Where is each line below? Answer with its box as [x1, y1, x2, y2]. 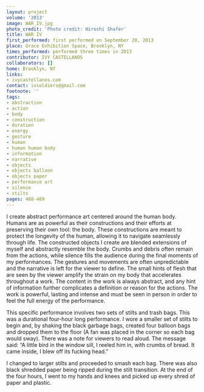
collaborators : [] [6, 60, 53, 66]
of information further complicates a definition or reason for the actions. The [6, 284, 198, 291]
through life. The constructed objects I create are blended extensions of [6, 238, 187, 246]
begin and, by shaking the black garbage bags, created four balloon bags [6, 321, 191, 329]
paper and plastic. [6, 379, 52, 386]
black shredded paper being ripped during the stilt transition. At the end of [6, 366, 193, 373]
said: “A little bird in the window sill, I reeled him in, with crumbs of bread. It [6, 341, 195, 348]
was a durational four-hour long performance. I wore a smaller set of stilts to [6, 315, 198, 323]
